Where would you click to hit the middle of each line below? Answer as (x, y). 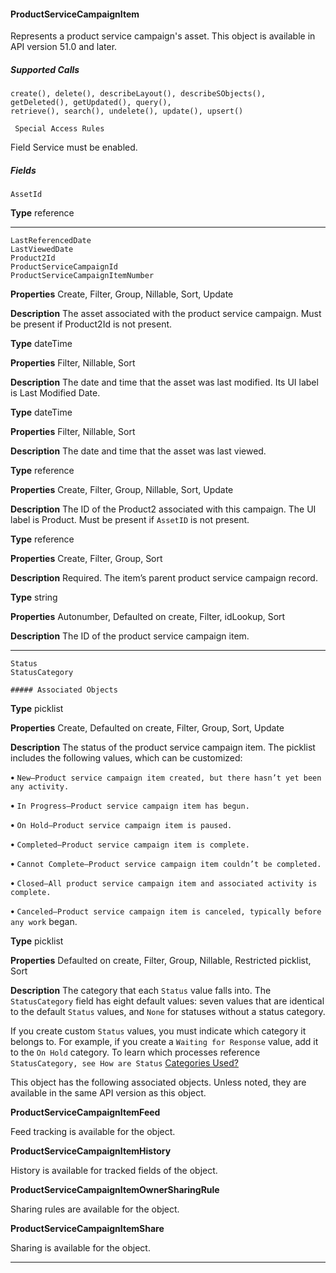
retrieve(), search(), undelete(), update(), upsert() (127, 111)
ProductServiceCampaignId (64, 267)
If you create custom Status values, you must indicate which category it (158, 1031)
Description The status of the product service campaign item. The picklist (163, 747)
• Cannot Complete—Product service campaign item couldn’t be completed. (166, 864)
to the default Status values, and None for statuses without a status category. (168, 1012)
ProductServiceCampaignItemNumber (82, 276)
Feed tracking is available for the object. (93, 1132)
